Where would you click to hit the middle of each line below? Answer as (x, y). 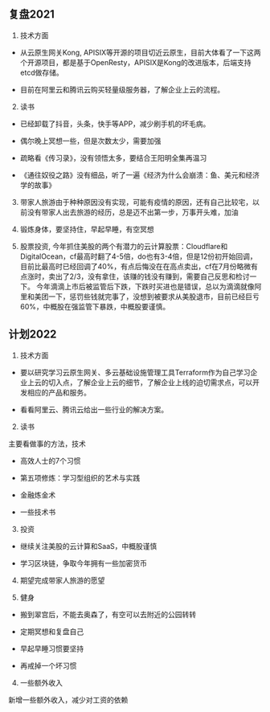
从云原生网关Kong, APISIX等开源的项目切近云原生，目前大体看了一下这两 (140, 52)
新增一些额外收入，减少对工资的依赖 (68, 700)
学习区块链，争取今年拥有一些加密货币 (83, 563)
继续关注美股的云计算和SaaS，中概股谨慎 (88, 546)
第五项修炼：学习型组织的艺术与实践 (80, 477)
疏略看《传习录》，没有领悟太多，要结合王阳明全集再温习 (113, 158)
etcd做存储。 (41, 72)
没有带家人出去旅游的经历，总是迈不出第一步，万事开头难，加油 (133, 212)
